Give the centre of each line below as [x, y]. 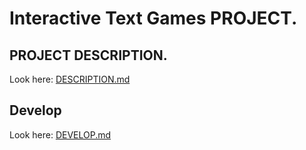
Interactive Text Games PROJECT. [153, 18]
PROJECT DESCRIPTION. [88, 55]
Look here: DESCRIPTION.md [70, 79]
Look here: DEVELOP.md [60, 134]
